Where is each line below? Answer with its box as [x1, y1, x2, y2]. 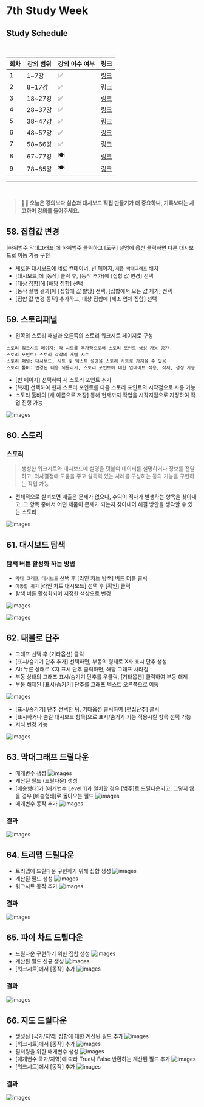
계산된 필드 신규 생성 [15, 957, 64, 964]
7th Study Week [6, 4, 89, 18]
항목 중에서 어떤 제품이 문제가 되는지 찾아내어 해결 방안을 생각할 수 [29, 501, 187, 508]
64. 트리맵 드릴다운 [6, 850, 75, 860]
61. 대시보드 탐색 [6, 540, 66, 550]
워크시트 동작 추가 [15, 882, 58, 889]
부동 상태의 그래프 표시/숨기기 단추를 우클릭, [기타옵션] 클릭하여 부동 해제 [15, 673, 188, 680]
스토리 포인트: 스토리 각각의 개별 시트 [6, 352, 89, 358]
